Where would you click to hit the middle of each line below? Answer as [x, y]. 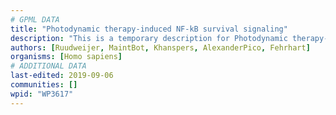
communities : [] [44, 85]
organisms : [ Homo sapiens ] [66, 57]
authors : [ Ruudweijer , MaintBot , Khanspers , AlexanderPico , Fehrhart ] [160, 47]
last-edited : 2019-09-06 [62, 76]
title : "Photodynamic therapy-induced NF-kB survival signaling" [149, 29]
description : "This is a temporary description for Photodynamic [149, 38]
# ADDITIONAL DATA [48, 66]
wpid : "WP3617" [42, 94]
